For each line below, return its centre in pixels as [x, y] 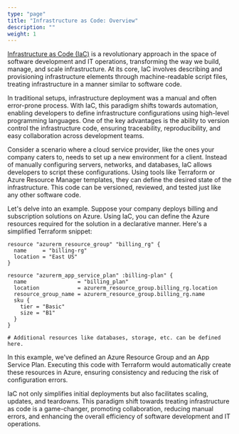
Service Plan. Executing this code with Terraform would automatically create [119, 365]
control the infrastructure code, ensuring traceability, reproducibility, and [114, 128]
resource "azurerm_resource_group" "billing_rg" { [84, 245]
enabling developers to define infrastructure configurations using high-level [118, 113]
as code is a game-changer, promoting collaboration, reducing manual [110, 409]
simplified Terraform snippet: [50, 231]
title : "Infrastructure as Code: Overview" [73, 21]
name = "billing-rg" [51, 251]
